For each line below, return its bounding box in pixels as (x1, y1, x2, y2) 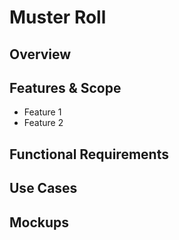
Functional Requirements (9, 146, 169, 163)
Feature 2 (23, 117, 64, 129)
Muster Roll (9, 6, 107, 29)
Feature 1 (23, 106, 62, 118)
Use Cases (9, 180, 78, 197)
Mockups (9, 214, 70, 231)
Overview (9, 46, 72, 63)
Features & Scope (9, 79, 122, 96)
